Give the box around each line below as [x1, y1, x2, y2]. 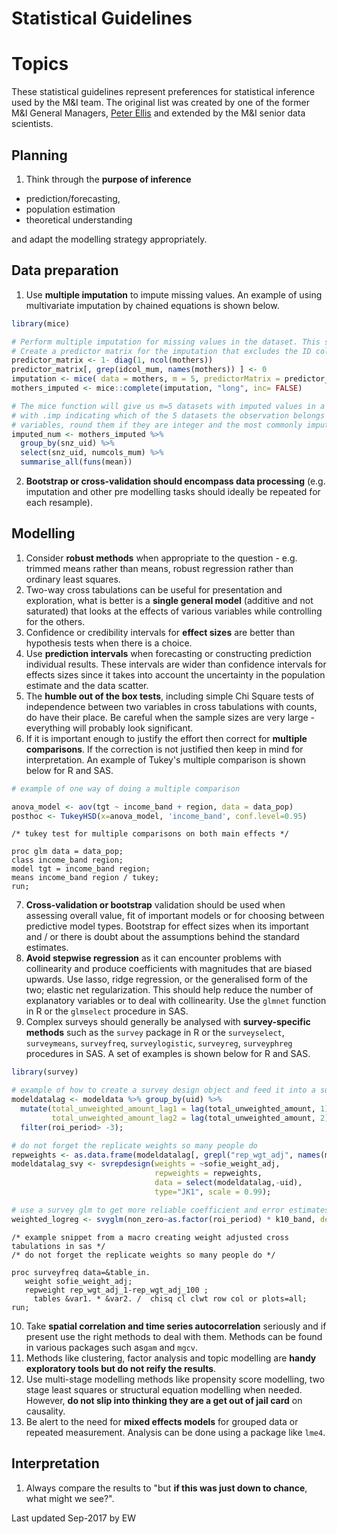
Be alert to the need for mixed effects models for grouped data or [25, 1415, 299, 1427]
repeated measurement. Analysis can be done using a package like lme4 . [25, 1426, 326, 1438]
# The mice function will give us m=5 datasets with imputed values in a [11, 401, 326, 411]
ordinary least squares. [25, 573, 121, 585]
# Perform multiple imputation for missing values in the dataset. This [11, 337, 321, 347]
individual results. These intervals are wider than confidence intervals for [25, 658, 327, 670]
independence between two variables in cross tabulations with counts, [25, 700, 318, 712]
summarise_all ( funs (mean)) [20, 457, 133, 467]
